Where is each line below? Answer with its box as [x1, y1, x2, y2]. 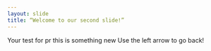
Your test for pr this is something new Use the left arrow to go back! [7, 36, 205, 44]
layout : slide [7, 10, 49, 17]
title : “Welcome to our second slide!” [7, 17, 125, 24]
